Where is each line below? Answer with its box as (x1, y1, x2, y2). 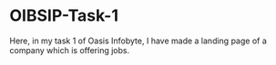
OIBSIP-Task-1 (9, 5, 119, 26)
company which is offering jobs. (9, 44, 130, 55)
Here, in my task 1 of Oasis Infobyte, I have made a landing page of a (9, 35, 267, 46)
